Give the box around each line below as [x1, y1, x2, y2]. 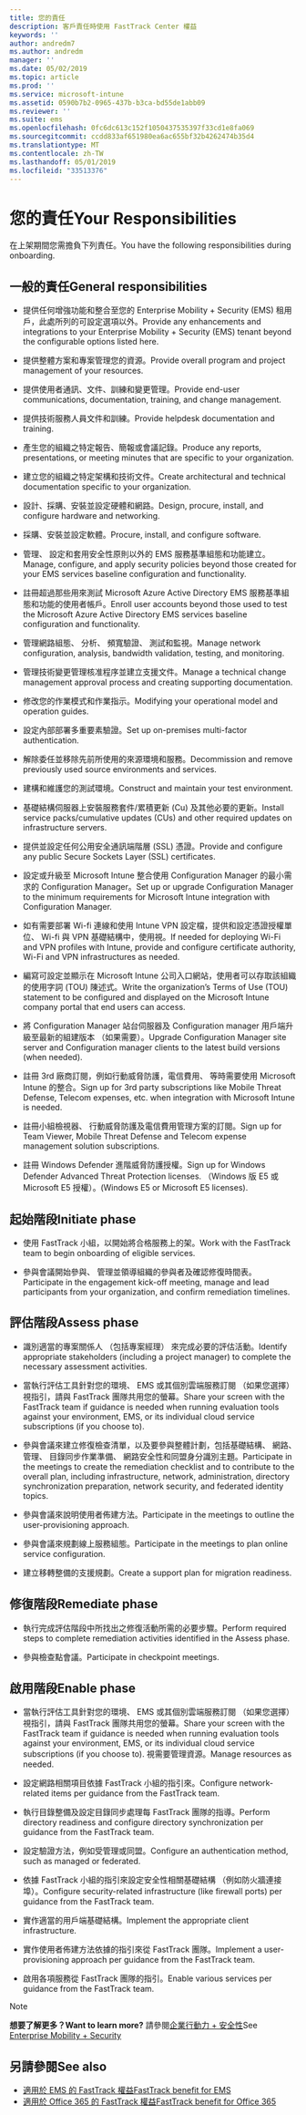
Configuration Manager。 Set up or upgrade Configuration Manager [40, 882, 294, 892]
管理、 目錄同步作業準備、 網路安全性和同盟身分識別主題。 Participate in [22, 1450, 293, 1461]
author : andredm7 [9, 38, 76, 48]
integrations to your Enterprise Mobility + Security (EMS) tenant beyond [22, 326, 292, 337]
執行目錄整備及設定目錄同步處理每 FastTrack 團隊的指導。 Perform [22, 1807, 270, 1818]
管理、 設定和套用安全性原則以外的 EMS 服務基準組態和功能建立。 [22, 549, 270, 560]
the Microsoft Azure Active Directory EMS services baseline [22, 609, 248, 620]
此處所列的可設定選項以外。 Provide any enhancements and [38, 316, 261, 327]
